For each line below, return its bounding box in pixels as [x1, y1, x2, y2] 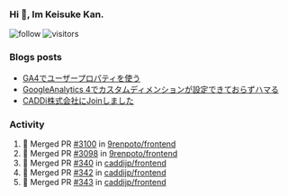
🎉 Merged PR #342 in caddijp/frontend [22, 166, 166, 178]
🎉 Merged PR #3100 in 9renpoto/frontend [22, 138, 176, 149]
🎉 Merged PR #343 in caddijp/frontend [22, 176, 166, 187]
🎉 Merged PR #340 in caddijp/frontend [22, 157, 166, 168]
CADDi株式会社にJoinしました [22, 94, 135, 106]
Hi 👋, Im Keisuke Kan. [9, 8, 104, 21]
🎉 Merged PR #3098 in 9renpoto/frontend [22, 147, 178, 158]
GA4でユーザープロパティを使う [22, 72, 141, 84]
